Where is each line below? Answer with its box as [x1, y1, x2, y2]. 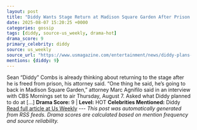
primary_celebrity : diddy [6, 42, 70, 47]
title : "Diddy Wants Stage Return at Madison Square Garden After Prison [6, 14, 191, 20]
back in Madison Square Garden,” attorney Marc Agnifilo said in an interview [6, 86, 191, 93]
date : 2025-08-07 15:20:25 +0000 [6, 19, 88, 25]
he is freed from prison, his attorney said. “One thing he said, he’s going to [6, 80, 186, 87]
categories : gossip [6, 25, 54, 31]
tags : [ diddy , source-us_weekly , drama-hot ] [6, 30, 117, 36]
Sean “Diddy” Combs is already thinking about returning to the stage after [6, 74, 185, 81]
